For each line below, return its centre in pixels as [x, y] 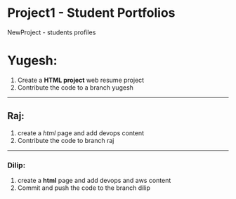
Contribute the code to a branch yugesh [75, 87]
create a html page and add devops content [81, 133]
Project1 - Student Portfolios [91, 13]
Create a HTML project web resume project [81, 80]
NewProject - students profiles [52, 32]
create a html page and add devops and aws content [94, 180]
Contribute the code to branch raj [66, 140]
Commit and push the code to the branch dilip [84, 188]
